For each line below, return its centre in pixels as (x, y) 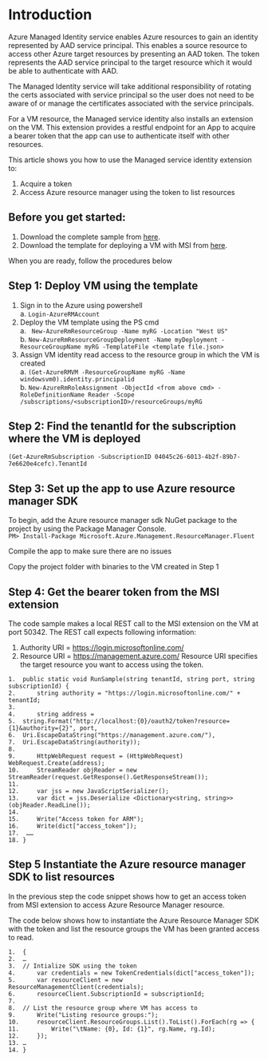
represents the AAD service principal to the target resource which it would (130, 62)
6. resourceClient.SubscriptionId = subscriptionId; (106, 994)
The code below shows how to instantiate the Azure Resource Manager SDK (134, 920)
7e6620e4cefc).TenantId (48, 464)
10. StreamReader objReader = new (73, 770)
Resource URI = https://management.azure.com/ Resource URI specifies (138, 656)
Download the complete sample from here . (90, 237)
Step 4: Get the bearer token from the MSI (114, 592)
